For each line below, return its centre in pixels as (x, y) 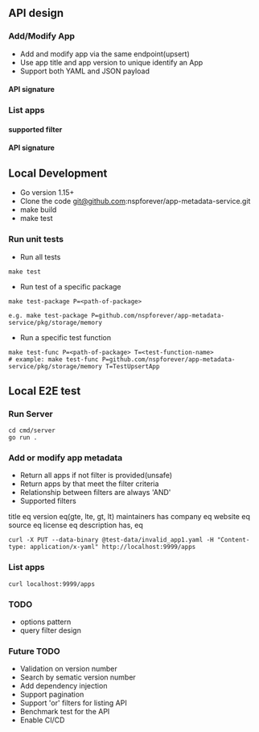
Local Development (58, 173)
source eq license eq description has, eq (76, 525)
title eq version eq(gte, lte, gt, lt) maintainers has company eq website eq (129, 517)
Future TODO (34, 651)
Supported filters (48, 501)
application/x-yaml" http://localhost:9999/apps (113, 547)
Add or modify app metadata (66, 458)
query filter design (51, 630)
